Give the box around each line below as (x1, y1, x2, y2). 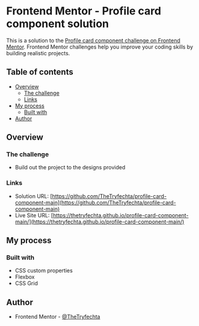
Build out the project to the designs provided (14, 164, 126, 171)
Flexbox (14, 273, 35, 280)
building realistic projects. (6, 49, 70, 56)
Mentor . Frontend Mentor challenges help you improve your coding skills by (6, 43, 194, 50)
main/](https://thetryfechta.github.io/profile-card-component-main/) (14, 218, 185, 225)
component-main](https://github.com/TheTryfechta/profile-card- (14, 199, 176, 206)
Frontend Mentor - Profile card (6, 4, 161, 18)
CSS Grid (14, 280, 38, 287)
